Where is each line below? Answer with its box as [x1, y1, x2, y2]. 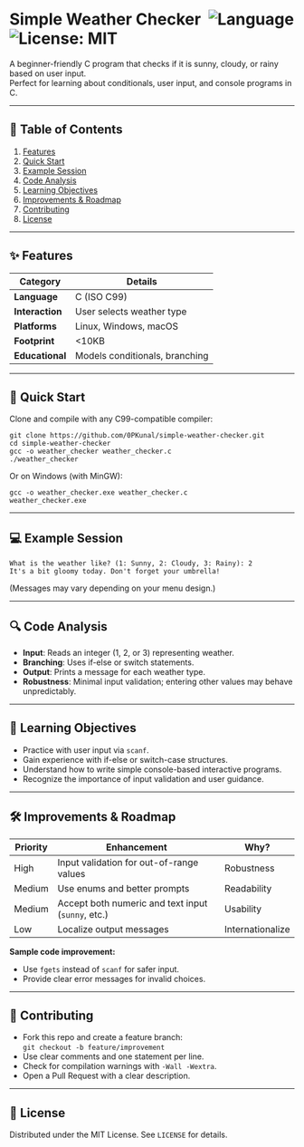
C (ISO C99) [75, 290, 128, 303]
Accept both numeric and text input [57, 897, 208, 910]
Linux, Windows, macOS [75, 320, 179, 333]
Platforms [14, 320, 57, 333]
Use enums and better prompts [57, 882, 190, 894]
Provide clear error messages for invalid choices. [22, 973, 206, 984]
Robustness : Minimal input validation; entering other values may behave [22, 676, 293, 687]
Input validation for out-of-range [57, 856, 199, 869]
